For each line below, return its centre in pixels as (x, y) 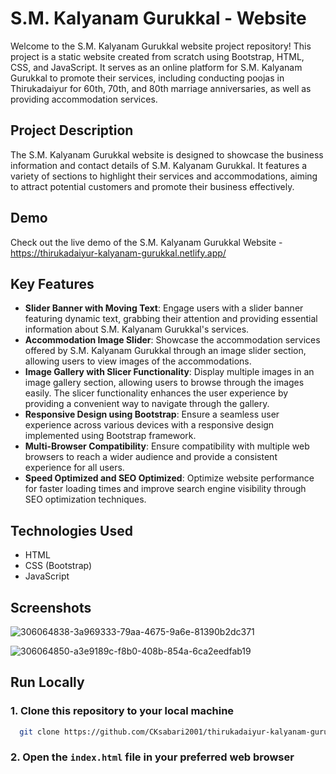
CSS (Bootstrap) (58, 566)
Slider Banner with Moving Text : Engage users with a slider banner (164, 308)
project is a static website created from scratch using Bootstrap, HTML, (157, 56)
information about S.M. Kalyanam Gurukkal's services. (137, 329)
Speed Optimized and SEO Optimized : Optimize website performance (169, 478)
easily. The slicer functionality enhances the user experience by (156, 393)
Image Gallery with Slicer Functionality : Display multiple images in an (169, 372)
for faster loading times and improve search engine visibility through (165, 489)
